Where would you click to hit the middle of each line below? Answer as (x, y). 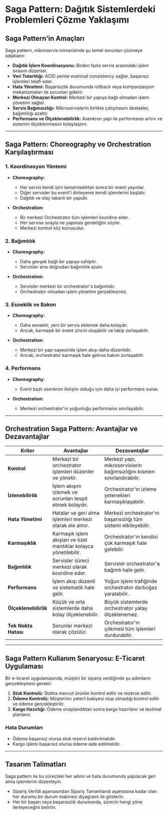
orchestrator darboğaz (131, 587)
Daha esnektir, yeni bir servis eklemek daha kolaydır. (74, 325)
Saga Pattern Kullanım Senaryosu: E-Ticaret (75, 658)
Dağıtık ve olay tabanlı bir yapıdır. (54, 198)
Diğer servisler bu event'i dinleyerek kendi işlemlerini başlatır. (83, 192)
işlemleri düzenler (73, 472)
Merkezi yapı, (120, 459)
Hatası (15, 632)
